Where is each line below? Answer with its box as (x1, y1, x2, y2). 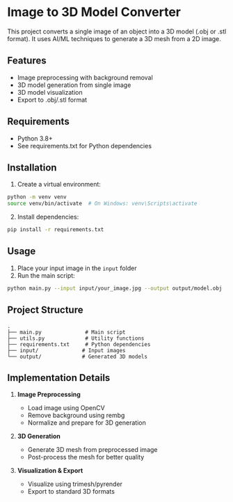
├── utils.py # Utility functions (7, 335, 145, 342)
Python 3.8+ (17, 134, 54, 143)
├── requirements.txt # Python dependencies (7, 340, 151, 348)
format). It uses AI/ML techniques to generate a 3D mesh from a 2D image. (7, 34, 221, 42)
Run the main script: (17, 271, 75, 279)
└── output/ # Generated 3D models (7, 353, 148, 360)
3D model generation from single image (17, 81, 131, 89)
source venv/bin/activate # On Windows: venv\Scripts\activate (7, 200, 198, 207)
